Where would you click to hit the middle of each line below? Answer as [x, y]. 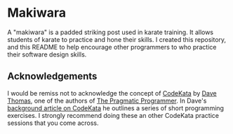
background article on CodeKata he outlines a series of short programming [116, 108]
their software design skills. [47, 54]
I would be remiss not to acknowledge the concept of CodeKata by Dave [112, 93]
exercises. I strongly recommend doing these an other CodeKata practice [113, 115]
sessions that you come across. [53, 123]
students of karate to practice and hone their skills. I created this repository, [117, 39]
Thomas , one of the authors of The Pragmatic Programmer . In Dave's [107, 100]
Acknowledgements [52, 76]
